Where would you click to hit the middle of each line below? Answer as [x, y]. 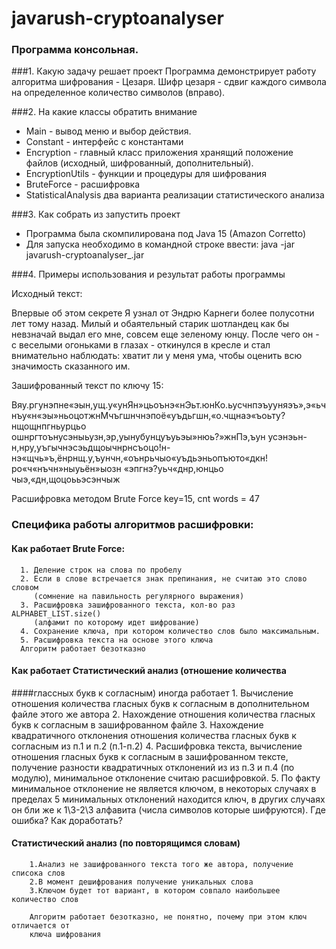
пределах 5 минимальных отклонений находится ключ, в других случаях [168, 799]
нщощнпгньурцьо [49, 426]
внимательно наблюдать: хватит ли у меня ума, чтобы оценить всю [157, 356]
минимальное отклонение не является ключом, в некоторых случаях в [164, 788]
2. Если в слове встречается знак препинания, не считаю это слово [164, 578]
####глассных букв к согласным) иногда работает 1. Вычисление [152, 693]
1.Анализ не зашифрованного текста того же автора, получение [161, 865]
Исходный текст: [47, 294]
